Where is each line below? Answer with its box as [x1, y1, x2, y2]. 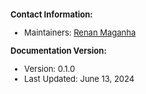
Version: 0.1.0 [24, 63, 76, 74]
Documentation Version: [10, 45, 107, 56]
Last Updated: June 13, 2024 [24, 73, 135, 84]
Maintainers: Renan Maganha [24, 27, 137, 38]
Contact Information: [10, 9, 93, 20]
